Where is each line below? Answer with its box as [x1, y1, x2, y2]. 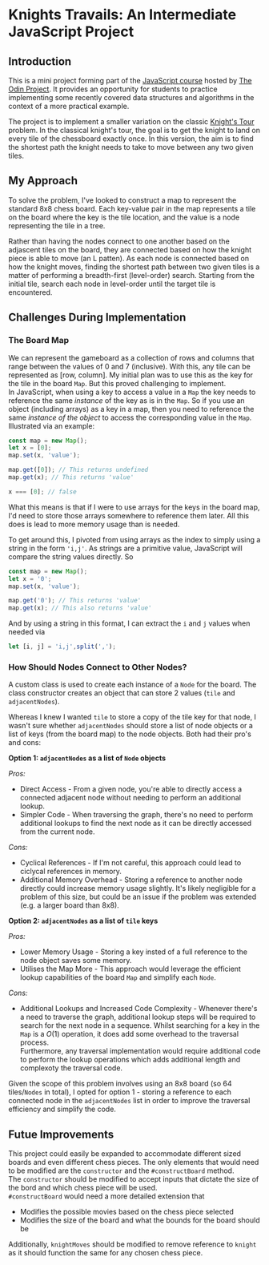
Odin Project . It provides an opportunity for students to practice [8, 84, 218, 94]
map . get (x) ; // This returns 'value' [8, 473, 134, 481]
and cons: [8, 738, 42, 747]
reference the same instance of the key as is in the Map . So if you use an [8, 395, 246, 405]
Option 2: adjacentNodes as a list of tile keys [8, 916, 159, 926]
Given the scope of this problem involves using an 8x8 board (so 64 [8, 1079, 232, 1089]
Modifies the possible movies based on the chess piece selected [19, 1207, 235, 1217]
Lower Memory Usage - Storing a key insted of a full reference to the [19, 947, 248, 957]
